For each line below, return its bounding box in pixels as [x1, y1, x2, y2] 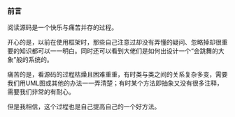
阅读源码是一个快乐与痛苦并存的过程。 [7, 23, 117, 32]
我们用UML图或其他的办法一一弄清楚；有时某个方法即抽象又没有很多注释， [7, 79, 223, 88]
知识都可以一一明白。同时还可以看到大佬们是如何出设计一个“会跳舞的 [19, 47, 219, 55]
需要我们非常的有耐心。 [7, 88, 75, 96]
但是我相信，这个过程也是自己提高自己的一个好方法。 [7, 102, 161, 111]
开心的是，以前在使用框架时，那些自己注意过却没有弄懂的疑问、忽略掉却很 [7, 38, 222, 47]
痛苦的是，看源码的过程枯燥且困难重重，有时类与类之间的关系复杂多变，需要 [7, 70, 228, 79]
